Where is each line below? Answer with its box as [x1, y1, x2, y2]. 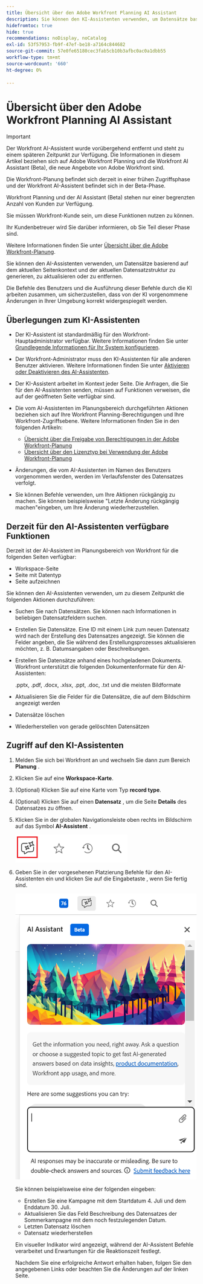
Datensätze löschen [14, 711, 65, 718]
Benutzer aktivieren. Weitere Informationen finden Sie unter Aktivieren [14, 362, 190, 369]
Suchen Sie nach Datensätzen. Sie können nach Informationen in [14, 607, 177, 615]
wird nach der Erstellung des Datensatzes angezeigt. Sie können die [14, 632, 185, 639]
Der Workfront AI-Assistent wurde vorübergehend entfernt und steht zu [6, 145, 184, 152]
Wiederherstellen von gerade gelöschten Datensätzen [14, 723, 150, 730]
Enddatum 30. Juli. [24, 1204, 71, 1211]
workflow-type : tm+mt [6, 54, 61, 60]
